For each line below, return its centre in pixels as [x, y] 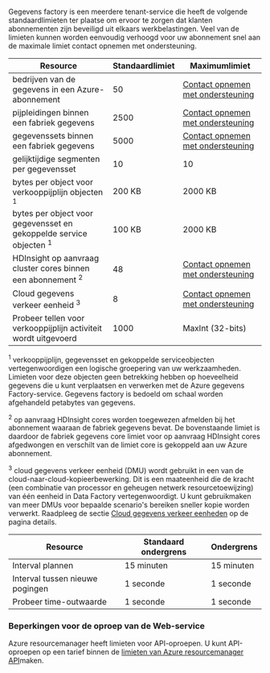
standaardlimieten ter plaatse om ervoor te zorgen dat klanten [110, 20]
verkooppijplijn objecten [57, 192]
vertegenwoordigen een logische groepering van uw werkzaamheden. [125, 368]
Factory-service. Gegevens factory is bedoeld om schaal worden [116, 393]
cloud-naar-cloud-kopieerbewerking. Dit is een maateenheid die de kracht [131, 479]
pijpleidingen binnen [51, 112]
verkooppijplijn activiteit [57, 328]
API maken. [26, 661]
